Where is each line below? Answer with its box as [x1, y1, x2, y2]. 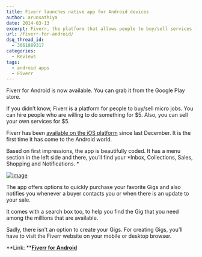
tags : [6, 59, 20, 65]
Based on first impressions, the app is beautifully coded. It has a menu [6, 147, 181, 155]
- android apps [11, 64, 50, 71]
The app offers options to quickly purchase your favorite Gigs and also [6, 184, 182, 191]
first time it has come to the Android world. [6, 136, 112, 143]
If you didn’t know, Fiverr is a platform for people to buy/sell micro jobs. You [6, 105, 194, 112]
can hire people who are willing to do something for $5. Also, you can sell [6, 111, 188, 119]
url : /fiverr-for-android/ [6, 31, 74, 37]
